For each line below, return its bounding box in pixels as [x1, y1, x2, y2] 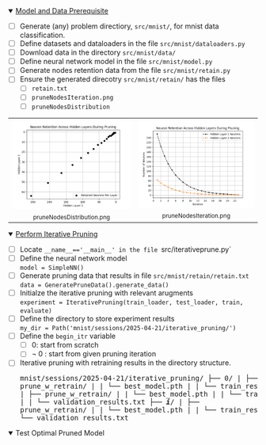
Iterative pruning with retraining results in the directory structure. [19, 358, 231, 367]
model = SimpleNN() [19, 264, 85, 272]
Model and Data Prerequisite [15, 6, 108, 15]
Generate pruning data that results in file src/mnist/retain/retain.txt [19, 271, 249, 280]
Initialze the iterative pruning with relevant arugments [19, 287, 194, 298]
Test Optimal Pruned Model [15, 428, 105, 438]
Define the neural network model [19, 253, 127, 263]
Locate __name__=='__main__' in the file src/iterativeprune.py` [19, 244, 232, 254]
